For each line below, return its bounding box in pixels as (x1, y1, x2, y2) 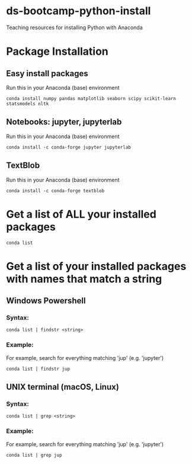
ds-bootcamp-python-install (6, 4, 151, 18)
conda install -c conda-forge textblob (6, 187, 105, 194)
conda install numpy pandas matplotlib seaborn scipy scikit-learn (6, 95, 177, 102)
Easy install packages (6, 68, 89, 79)
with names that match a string (6, 272, 162, 286)
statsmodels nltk (6, 101, 49, 106)
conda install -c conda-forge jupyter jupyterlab (6, 144, 132, 150)
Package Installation (6, 45, 108, 58)
